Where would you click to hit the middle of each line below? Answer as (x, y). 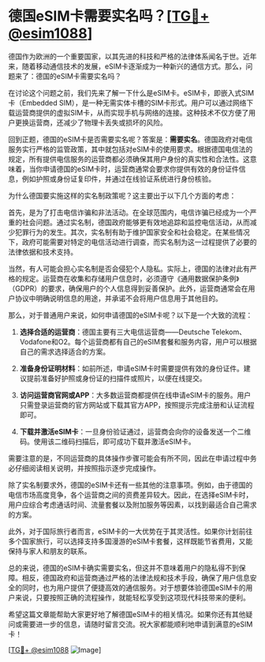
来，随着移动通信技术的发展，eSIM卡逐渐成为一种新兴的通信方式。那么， (127, 66)
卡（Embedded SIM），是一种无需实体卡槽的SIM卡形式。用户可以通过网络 (127, 103)
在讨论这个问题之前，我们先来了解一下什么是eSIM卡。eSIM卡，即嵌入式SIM (131, 92)
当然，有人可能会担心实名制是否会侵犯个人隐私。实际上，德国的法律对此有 (129, 269)
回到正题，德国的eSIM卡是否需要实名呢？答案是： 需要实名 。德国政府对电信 (131, 139)
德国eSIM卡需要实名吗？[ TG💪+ (109, 16)
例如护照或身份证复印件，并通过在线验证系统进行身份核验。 (118, 179)
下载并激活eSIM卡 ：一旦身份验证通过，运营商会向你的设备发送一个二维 (135, 431)
